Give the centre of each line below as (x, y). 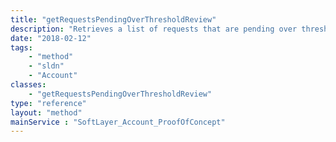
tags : (21, 47)
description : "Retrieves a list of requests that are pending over (154, 29)
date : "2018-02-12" (51, 38)
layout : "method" (46, 112)
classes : (28, 85)
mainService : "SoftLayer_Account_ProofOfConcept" (118, 122)
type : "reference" (48, 103)
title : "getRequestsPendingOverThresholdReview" (113, 19)
